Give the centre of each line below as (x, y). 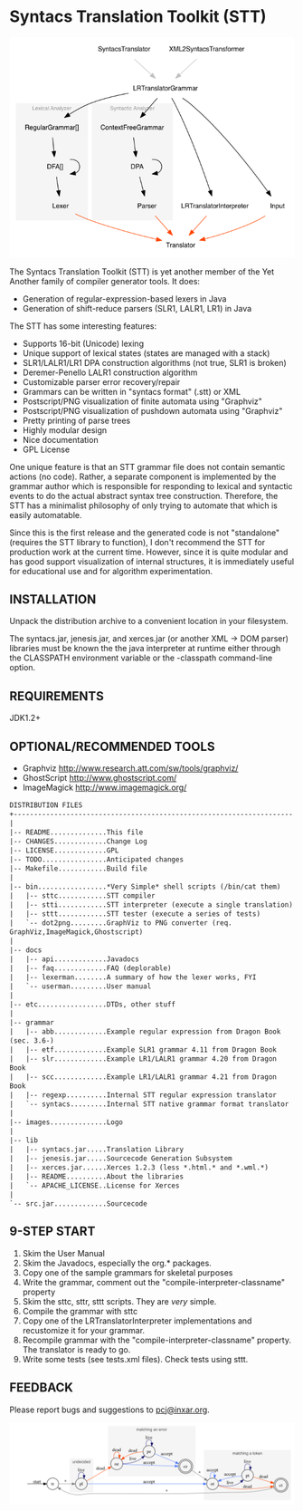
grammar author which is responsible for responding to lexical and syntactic (151, 486)
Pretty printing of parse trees (76, 420)
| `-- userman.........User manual (80, 986)
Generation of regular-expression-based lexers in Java (124, 298)
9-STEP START (52, 1232)
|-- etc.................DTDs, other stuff (93, 1005)
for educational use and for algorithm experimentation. (111, 571)
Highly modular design (65, 430)
